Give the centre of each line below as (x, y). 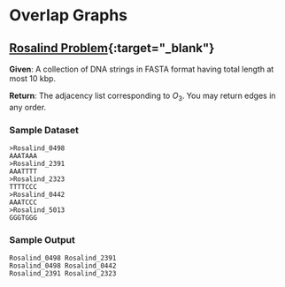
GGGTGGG (23, 218)
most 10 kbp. (32, 79)
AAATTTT (23, 172)
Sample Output (42, 240)
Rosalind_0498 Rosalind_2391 (63, 258)
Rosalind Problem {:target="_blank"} (112, 48)
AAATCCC (23, 203)
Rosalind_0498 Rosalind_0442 (63, 266)
